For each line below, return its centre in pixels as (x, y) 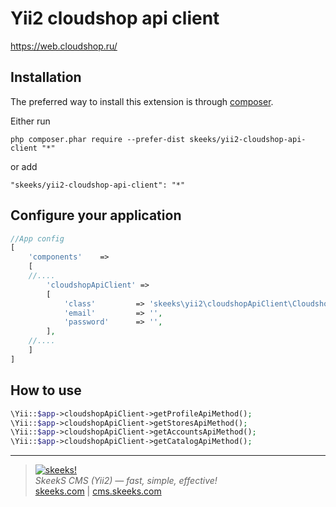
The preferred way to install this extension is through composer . (142, 101)
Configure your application (96, 215)
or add (24, 166)
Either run (30, 121)
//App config (37, 238)
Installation (46, 77)
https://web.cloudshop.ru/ (64, 46)
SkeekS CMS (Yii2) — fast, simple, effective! (126, 481)
